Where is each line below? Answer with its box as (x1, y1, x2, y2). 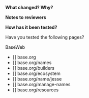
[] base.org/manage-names (12, 82, 71, 87)
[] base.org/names (12, 60, 52, 66)
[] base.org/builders (12, 65, 55, 71)
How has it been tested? (5, 24, 57, 30)
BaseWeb (5, 44, 25, 50)
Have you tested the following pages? (5, 34, 84, 40)
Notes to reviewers (5, 14, 47, 20)
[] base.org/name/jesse (12, 76, 62, 82)
